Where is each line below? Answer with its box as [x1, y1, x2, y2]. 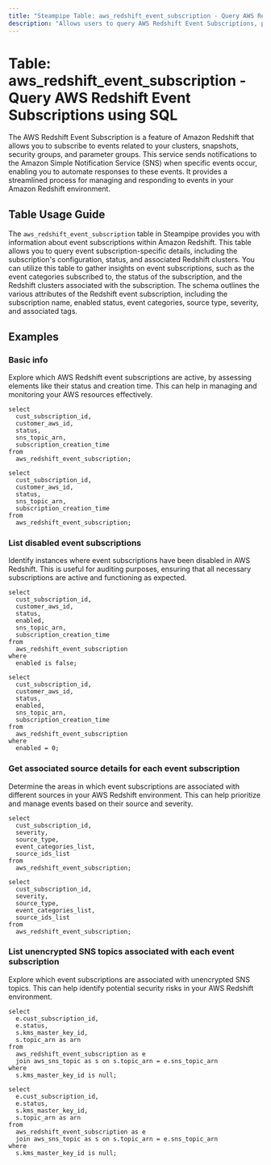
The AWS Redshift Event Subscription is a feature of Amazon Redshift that [8, 133, 254, 142]
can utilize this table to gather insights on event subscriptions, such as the [8, 264, 255, 273]
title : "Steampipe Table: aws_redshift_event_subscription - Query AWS [8, 11, 254, 20]
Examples [8, 329, 59, 344]
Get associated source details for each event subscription [8, 763, 240, 774]
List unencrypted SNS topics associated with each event [8, 946, 236, 957]
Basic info [8, 354, 48, 365]
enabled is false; [15, 659, 78, 667]
